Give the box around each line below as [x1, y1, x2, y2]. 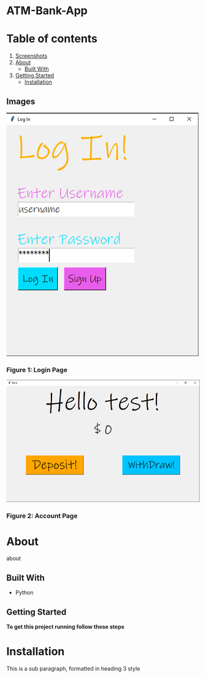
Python [15, 589, 34, 596]
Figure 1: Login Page [6, 365, 67, 374]
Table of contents [6, 32, 98, 46]
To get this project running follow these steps [6, 623, 124, 630]
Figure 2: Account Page [6, 511, 78, 520]
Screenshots [15, 52, 48, 60]
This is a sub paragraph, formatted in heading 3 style [6, 664, 140, 672]
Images [6, 96, 36, 106]
